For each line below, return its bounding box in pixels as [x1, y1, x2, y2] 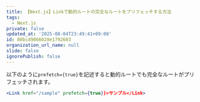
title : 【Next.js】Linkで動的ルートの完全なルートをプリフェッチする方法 [6, 8, 172, 15]
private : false [6, 25, 45, 32]
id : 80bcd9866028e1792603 [6, 37, 71, 43]
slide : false [6, 48, 39, 54]
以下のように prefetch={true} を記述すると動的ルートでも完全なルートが [6, 70, 184, 78]
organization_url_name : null [6, 43, 80, 49]
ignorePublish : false [6, 53, 61, 59]
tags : [6, 14, 20, 20]
